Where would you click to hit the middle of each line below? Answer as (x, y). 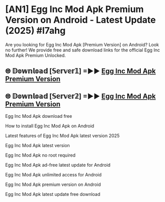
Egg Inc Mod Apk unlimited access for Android (54, 175)
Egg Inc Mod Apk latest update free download (53, 194)
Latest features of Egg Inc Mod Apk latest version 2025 (62, 136)
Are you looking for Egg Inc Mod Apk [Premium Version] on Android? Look (82, 44)
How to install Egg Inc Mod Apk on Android (50, 126)
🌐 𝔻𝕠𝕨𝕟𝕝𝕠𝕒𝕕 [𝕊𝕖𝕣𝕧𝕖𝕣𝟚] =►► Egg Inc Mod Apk (80, 96)
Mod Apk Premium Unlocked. (36, 55)
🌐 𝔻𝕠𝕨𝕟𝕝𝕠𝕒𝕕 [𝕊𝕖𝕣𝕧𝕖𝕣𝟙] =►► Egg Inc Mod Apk (80, 71)
